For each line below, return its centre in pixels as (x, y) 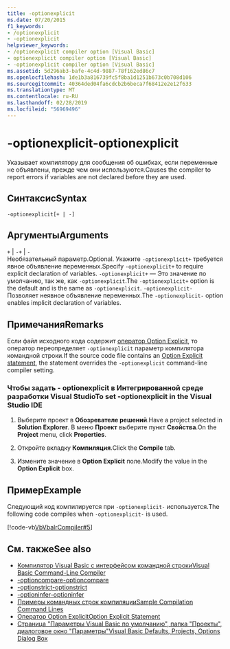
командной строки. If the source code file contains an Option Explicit (105, 356)
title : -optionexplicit (41, 13)
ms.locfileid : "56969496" (44, 109)
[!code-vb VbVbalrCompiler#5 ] (50, 527)
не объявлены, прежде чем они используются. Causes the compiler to (109, 170)
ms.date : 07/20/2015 (37, 20)
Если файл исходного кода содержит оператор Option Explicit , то (102, 341)
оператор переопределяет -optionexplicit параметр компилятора (106, 348)
